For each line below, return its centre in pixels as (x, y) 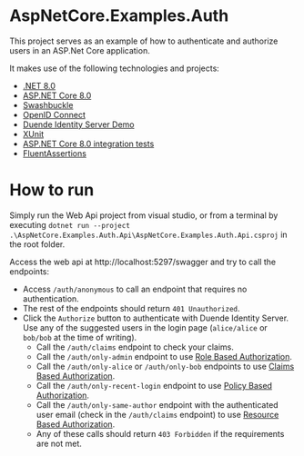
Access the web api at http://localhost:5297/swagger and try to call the (142, 262)
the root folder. (37, 244)
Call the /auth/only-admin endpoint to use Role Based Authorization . (164, 356)
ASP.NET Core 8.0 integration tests (88, 144)
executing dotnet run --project (70, 224)
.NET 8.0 (39, 85)
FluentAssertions (54, 153)
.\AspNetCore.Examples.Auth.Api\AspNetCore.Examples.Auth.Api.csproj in (149, 234)
